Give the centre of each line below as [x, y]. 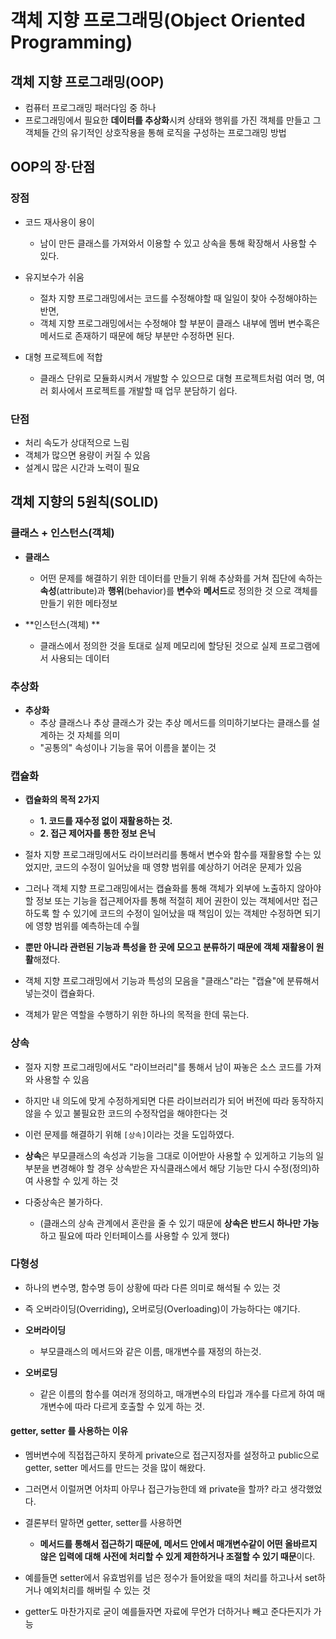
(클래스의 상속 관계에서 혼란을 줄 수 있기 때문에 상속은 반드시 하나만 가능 [179, 1223]
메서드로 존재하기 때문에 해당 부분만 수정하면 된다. [137, 335]
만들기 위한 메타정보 [78, 603]
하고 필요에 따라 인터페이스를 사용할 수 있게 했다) [134, 1235]
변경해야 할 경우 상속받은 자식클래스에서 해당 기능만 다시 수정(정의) [181, 1168]
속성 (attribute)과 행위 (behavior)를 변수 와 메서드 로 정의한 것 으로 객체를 [178, 590]
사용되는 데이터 [80, 658]
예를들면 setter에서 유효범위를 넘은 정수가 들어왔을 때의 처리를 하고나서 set [171, 1578]
